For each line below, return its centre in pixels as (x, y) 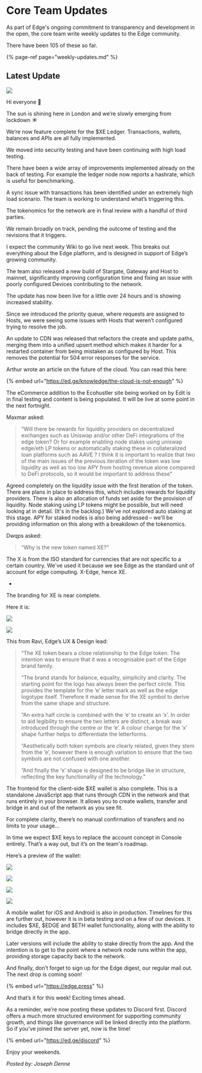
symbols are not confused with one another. (76, 759)
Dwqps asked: (24, 535)
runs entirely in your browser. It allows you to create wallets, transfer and (97, 801)
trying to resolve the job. (37, 326)
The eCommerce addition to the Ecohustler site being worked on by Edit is (99, 392)
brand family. (37, 666)
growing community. (32, 259)
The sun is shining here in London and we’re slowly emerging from (89, 113)
